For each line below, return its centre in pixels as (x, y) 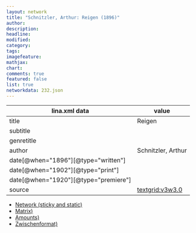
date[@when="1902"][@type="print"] (64, 170)
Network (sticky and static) (49, 204)
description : (23, 29)
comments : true (25, 74)
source (19, 190)
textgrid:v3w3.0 (160, 190)
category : (19, 46)
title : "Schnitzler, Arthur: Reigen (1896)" (63, 18)
